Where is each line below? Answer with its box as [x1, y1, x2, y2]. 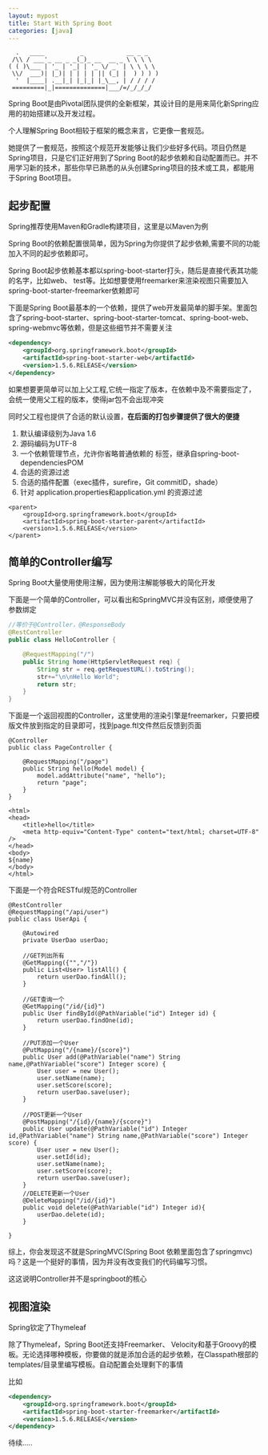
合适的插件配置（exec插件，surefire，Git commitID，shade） [19, 477, 222, 486]
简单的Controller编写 [8, 555, 113, 568]
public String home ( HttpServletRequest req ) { [22, 657, 181, 666]
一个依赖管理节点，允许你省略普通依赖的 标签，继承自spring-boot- [19, 449, 240, 458]
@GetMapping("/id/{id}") [22, 1002, 106, 1011]
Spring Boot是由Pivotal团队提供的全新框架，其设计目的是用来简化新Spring [8, 99, 253, 108]
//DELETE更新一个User [22, 1189, 90, 1198]
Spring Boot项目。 [14, 173, 76, 183]
